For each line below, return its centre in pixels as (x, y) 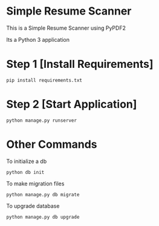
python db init (25, 172)
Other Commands (52, 144)
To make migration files (35, 184)
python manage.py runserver (42, 120)
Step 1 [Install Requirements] (80, 64)
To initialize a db (27, 161)
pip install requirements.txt (44, 80)
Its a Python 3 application (38, 39)
